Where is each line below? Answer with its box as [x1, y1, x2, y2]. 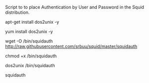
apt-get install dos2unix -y [5, 19, 60, 25]
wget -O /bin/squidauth [5, 38, 53, 44]
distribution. [5, 9, 30, 15]
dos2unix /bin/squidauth [5, 63, 55, 68]
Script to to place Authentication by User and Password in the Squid [5, 4, 145, 10]
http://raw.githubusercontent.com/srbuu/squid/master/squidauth [5, 43, 138, 49]
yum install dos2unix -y [5, 29, 53, 34]
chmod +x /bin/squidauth [5, 53, 57, 59]
